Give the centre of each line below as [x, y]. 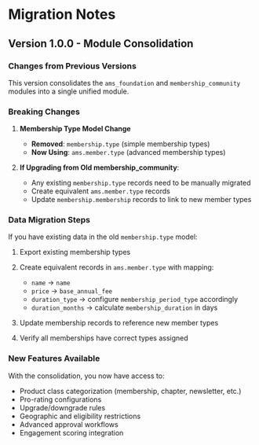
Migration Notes [62, 15]
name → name [51, 283]
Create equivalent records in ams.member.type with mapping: [117, 267]
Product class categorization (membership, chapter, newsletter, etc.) [130, 391]
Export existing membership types [75, 252]
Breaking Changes [44, 112]
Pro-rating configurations [60, 399]
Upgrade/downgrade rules [62, 407]
